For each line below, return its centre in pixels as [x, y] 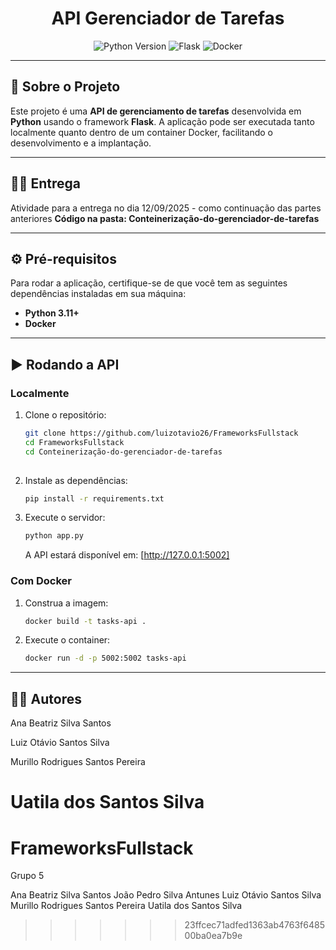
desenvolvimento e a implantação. [81, 143]
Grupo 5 [27, 876]
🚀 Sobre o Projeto [65, 87]
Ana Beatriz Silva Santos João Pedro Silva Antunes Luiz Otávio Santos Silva [166, 895]
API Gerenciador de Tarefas [168, 18]
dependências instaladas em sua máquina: [98, 294]
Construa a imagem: [66, 603]
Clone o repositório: [65, 415]
